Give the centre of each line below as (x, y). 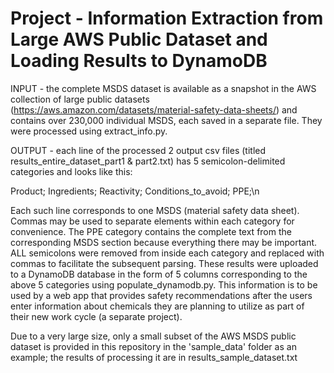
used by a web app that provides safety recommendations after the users (161, 295)
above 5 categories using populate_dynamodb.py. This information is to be (164, 284)
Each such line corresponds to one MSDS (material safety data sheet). (155, 210)
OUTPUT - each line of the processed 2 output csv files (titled (138, 150)
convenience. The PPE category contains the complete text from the (151, 231)
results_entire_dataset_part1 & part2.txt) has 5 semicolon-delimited (148, 161)
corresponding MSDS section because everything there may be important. (164, 242)
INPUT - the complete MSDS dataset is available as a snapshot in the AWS (163, 88)
